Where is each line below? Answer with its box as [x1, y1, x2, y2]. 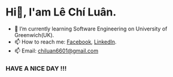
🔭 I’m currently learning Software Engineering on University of [14, 25, 168, 32]
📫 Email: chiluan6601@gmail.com [14, 47, 99, 54]
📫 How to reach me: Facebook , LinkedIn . [14, 38, 117, 45]
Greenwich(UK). [14, 31, 54, 38]
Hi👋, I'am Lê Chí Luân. [5, 5, 117, 19]
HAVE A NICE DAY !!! [5, 64, 67, 72]
